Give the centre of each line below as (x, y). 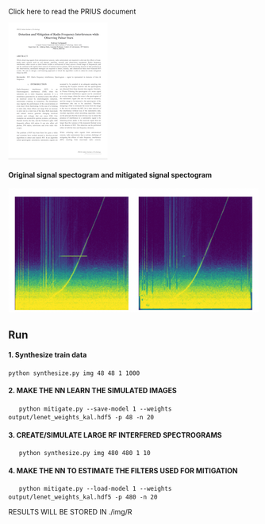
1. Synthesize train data (48, 355)
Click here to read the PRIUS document (72, 11)
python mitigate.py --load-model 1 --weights (95, 489)
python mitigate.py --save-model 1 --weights (95, 409)
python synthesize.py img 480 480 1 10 (84, 453)
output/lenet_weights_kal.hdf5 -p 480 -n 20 (83, 497)
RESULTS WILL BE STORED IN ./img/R (70, 512)
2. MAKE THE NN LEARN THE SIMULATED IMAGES (92, 391)
